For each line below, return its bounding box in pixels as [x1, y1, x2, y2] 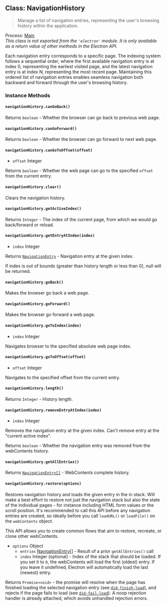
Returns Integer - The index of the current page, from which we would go [5, 216, 157, 222]
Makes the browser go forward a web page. [5, 312, 95, 318]
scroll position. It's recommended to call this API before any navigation [5, 507, 151, 513]
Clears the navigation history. [5, 195, 66, 201]
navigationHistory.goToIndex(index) [5, 323, 81, 328]
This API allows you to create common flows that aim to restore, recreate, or [5, 528, 162, 534]
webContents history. [5, 448, 49, 454]
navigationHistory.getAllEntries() [5, 459, 79, 465]
